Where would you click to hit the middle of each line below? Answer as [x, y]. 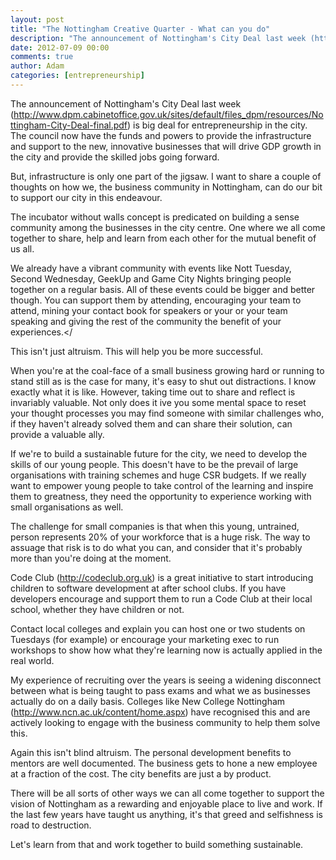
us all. [22, 248]
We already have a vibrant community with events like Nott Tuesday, [151, 268]
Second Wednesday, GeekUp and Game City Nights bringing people [151, 278]
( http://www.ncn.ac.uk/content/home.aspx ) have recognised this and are [160, 712]
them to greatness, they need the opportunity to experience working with [161, 496]
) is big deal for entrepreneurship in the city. [217, 125]
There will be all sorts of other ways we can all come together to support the [167, 793]
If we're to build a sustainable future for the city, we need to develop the [159, 453]
